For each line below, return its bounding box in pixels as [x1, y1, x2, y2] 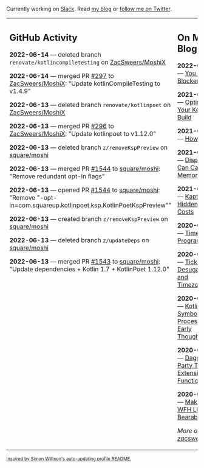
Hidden [177, 200, 199, 208]
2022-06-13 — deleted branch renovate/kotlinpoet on [9, 100, 171, 109]
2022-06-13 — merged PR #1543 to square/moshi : [9, 257, 161, 265]
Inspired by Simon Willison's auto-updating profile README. [6, 456, 132, 462]
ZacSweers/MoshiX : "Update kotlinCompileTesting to [9, 79, 161, 88]
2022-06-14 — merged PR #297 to [9, 71, 114, 80]
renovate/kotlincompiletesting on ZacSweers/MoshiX [9, 58, 166, 66]
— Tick [177, 257, 197, 266]
